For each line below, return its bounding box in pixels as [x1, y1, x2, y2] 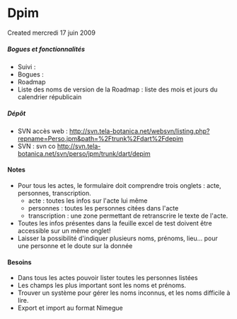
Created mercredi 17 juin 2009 [7, 28, 96, 37]
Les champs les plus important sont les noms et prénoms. [17, 281, 186, 290]
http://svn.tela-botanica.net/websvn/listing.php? [69, 126, 210, 135]
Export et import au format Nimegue [17, 303, 123, 313]
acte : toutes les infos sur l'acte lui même [28, 196, 148, 205]
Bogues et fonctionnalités [7, 45, 86, 53]
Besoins [7, 257, 32, 267]
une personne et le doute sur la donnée [17, 242, 133, 250]
